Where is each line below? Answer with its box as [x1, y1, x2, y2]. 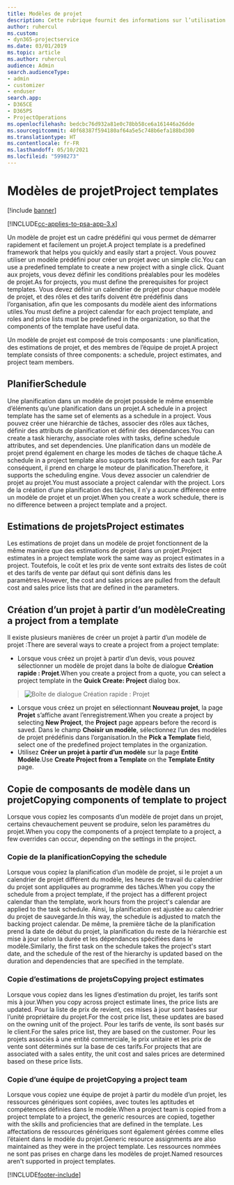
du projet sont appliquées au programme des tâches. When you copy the [7, 883, 215, 891]
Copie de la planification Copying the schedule [7, 852, 167, 862]
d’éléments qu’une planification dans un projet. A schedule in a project [7, 404, 208, 412]
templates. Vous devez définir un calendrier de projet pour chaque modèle [7, 285, 221, 293]
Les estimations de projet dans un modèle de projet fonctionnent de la [7, 539, 209, 548]
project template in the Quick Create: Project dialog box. [17, 676, 181, 685]
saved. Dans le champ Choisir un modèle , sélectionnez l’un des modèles [17, 726, 227, 734]
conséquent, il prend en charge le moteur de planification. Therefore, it [7, 463, 209, 472]
